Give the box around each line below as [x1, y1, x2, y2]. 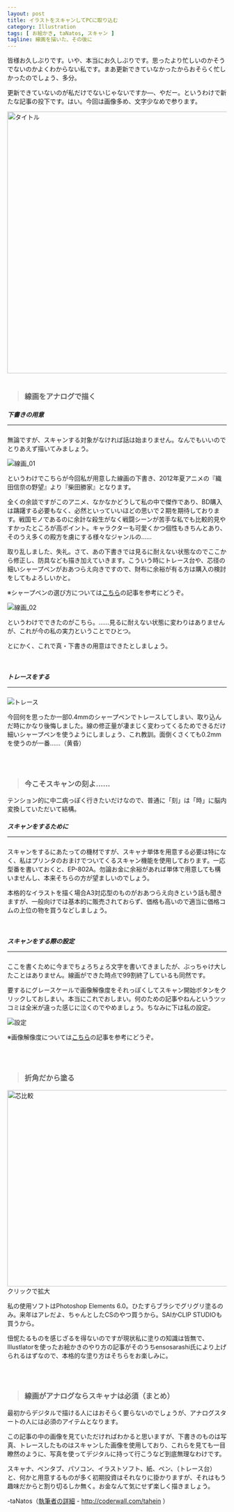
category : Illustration [7, 23, 77, 30]
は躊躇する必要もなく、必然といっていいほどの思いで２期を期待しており [7, 507, 214, 515]
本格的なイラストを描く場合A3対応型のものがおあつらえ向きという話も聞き [7, 889, 223, 897]
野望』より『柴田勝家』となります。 [31, 483, 134, 491]
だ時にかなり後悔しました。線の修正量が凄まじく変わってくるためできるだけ [7, 721, 226, 729]
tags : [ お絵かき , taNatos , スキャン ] [7, 29, 115, 37]
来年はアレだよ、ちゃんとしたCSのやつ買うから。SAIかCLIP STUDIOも [19, 1310, 223, 1319]
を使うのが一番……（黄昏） [7, 739, 86, 747]
